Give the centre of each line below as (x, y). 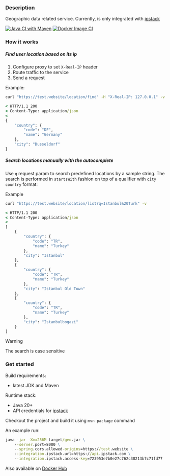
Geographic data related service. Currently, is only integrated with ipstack (83, 19)
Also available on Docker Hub (36, 468)
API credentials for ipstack (40, 411)
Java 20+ (23, 405)
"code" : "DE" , (38, 130)
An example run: (22, 430)
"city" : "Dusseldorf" (37, 145)
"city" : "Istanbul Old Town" (54, 289)
